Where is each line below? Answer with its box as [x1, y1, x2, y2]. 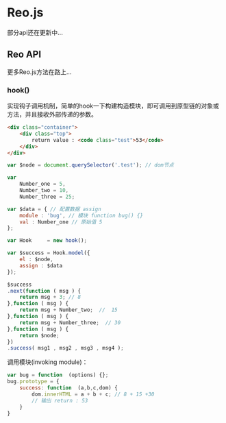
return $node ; [19, 332, 60, 339]
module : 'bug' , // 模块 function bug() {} [19, 212, 144, 219]
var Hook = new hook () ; [7, 237, 88, 244]
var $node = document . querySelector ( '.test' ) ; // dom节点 [7, 162, 175, 169]
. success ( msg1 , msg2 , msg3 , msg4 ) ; [7, 345, 125, 352]
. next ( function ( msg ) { [7, 287, 81, 294]
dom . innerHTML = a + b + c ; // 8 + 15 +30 [32, 391, 155, 398]
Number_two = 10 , [19, 187, 69, 194]
